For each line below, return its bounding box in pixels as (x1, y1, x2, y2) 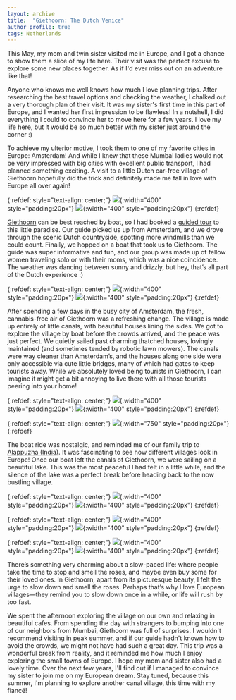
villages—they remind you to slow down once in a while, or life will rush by (7, 590, 223, 599)
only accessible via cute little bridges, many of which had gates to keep (7, 360, 215, 368)
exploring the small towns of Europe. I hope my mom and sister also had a (7, 656, 222, 665)
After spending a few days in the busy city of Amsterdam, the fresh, (7, 307, 204, 316)
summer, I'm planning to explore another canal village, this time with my (7, 679, 216, 687)
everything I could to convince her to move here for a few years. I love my (7, 116, 221, 124)
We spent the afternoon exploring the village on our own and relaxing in (7, 611, 215, 620)
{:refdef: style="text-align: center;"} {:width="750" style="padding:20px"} (7, 419, 230, 428)
